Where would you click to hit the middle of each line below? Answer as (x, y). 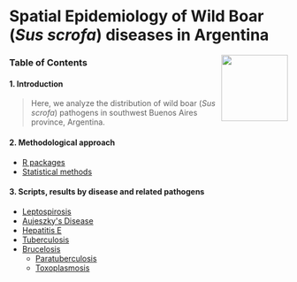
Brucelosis (41, 248)
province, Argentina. (68, 122)
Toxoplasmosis (62, 268)
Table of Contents (49, 63)
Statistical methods (57, 171)
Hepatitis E (42, 230)
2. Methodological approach (62, 142)
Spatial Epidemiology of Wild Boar (137, 16)
